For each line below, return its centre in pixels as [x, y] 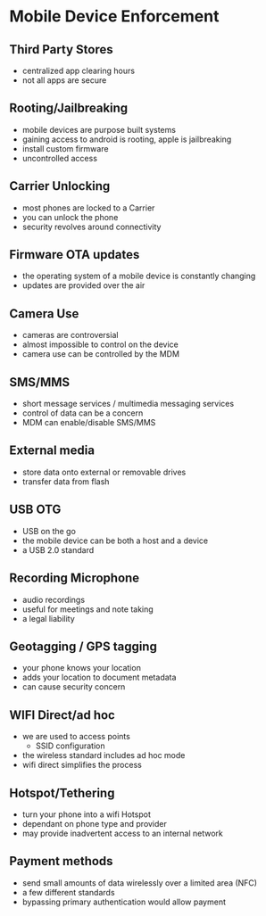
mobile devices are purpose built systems [99, 129]
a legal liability [49, 618]
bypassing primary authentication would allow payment [124, 902]
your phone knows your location [81, 668]
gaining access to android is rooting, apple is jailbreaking [127, 139]
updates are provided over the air [83, 285]
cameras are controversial [70, 335]
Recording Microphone [75, 578]
